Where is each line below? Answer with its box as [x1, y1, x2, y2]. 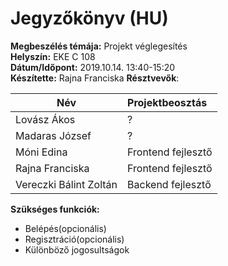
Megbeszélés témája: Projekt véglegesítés [10, 40, 188, 52]
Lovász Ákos [15, 112, 76, 126]
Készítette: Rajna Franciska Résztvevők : [10, 72, 180, 84]
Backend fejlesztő [127, 177, 212, 191]
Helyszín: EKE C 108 [10, 50, 96, 62]
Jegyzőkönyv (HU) [10, 7, 169, 30]
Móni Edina [15, 145, 68, 159]
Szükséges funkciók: [10, 203, 100, 215]
